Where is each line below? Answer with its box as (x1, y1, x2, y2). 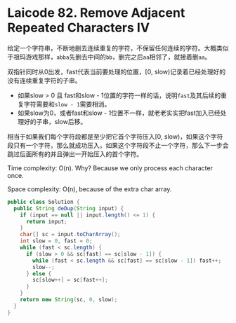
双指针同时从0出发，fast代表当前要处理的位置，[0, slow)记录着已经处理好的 (7, 67, 226, 76)
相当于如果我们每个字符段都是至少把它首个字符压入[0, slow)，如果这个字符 (7, 132, 223, 141)
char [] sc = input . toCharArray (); (20, 231, 121, 238)
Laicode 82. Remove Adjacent (7, 5, 185, 21)
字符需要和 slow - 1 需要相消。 (23, 99, 111, 108)
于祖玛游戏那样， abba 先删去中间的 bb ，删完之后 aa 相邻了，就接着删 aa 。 (7, 53, 211, 61)
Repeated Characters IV (7, 20, 150, 36)
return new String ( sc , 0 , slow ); (20, 296, 118, 303)
